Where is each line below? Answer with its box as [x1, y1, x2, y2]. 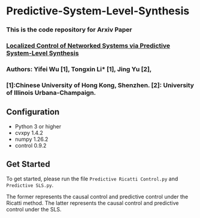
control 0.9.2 [14, 142, 47, 149]
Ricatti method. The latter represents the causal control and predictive [6, 199, 179, 207]
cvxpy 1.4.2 [14, 129, 44, 136]
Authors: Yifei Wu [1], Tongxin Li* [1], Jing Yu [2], [6, 65, 152, 73]
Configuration [6, 107, 60, 117]
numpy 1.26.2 [14, 136, 49, 143]
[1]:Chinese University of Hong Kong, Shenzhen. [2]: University [6, 81, 195, 89]
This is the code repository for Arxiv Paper [6, 26, 132, 34]
